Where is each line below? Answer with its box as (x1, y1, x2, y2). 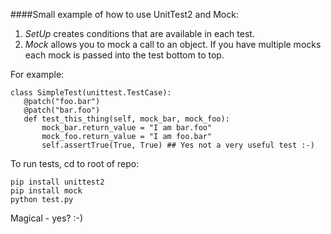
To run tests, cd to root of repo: (10, 158, 140, 169)
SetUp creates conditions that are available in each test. (24, 28, 255, 39)
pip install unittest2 (10, 177, 105, 187)
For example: (10, 69, 65, 80)
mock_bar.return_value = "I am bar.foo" (41, 123, 213, 133)
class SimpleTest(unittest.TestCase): (10, 88, 172, 98)
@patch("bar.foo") (23, 105, 101, 115)
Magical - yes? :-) (10, 212, 84, 224)
